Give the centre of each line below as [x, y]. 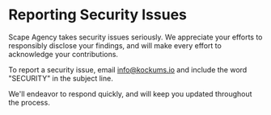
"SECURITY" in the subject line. [61, 78]
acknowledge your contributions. [64, 54]
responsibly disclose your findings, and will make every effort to [115, 45]
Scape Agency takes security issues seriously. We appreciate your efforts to [135, 37]
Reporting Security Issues [98, 15]
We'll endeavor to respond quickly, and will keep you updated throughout [130, 93]
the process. [29, 102]
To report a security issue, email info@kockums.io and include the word [128, 69]
